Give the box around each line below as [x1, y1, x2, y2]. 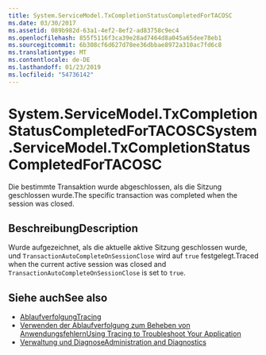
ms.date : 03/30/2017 [8, 19, 77, 27]
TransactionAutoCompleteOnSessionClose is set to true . [8, 268, 187, 278]
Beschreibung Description [8, 222, 139, 235]
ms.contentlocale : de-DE [8, 56, 91, 64]
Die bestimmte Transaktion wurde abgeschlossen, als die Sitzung [8, 182, 222, 191]
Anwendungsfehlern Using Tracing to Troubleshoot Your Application [19, 329, 241, 338]
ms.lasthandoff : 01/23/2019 [8, 64, 102, 71]
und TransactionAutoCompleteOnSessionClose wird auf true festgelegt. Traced [8, 251, 260, 260]
